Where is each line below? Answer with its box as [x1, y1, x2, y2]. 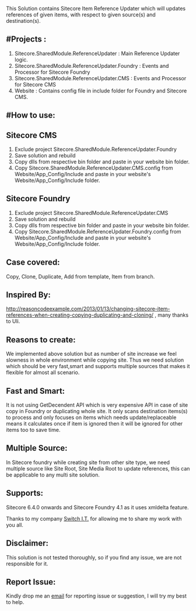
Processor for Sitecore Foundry [14, 68, 90, 75]
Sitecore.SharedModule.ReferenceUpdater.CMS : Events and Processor [14, 74, 187, 81]
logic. [14, 56, 28, 63]
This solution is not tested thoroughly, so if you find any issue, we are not [6, 554, 182, 561]
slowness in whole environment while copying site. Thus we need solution [6, 356, 184, 363]
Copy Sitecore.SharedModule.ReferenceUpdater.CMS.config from [14, 164, 173, 171]
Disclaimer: [6, 538, 48, 548]
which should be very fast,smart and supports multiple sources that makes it [6, 363, 190, 370]
